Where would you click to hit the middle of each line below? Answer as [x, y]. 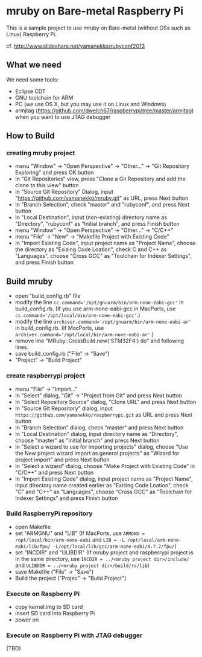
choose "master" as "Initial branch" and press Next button [87, 440]
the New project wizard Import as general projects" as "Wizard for [97, 453]
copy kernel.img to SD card [49, 607]
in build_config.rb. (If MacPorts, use [59, 328]
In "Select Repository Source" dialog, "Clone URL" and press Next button [106, 402]
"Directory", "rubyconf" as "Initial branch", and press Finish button [97, 224]
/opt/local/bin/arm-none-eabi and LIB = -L [70, 539]
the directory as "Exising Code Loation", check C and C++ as [91, 249]
